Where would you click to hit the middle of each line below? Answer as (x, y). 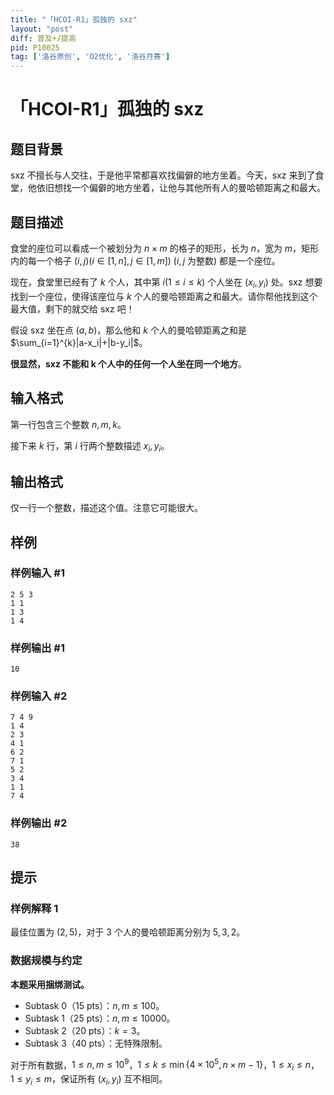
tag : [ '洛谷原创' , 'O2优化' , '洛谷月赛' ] (90, 57)
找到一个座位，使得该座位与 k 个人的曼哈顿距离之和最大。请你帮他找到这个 (164, 296)
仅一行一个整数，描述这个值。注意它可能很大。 (106, 508)
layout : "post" (42, 29)
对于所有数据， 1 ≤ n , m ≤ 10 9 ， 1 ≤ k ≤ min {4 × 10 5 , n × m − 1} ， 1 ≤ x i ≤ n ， (165, 1065)
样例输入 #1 (37, 573)
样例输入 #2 (39, 696)
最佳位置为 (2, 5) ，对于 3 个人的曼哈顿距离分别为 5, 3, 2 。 (128, 932)
